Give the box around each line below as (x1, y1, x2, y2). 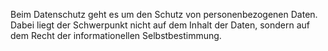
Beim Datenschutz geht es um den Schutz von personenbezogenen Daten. (10, 9, 318, 20)
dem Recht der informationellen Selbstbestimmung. (10, 30, 222, 41)
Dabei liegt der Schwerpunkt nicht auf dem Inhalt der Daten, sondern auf (10, 19, 310, 31)
